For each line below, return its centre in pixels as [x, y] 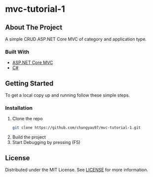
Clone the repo [27, 119]
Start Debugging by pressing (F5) [46, 142]
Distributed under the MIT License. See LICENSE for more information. [77, 170]
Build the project [29, 137]
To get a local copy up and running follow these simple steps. [67, 95]
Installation [19, 108]
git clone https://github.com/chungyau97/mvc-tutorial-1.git [76, 128]
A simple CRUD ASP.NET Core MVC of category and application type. [76, 39]
